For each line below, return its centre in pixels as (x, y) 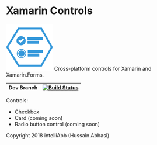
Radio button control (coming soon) (57, 124)
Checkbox (27, 112)
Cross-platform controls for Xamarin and (103, 68)
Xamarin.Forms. (25, 75)
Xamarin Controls (50, 11)
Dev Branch (23, 88)
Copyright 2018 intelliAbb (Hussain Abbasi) (58, 135)
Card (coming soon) (39, 118)
